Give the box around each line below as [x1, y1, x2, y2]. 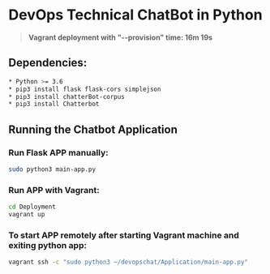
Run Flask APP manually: [8, 147, 109, 158]
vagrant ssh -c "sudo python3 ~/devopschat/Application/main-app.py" [8, 258, 249, 267]
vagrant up [8, 210, 45, 218]
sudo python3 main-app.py [8, 165, 96, 173]
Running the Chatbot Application [8, 122, 178, 136]
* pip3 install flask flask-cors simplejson [8, 85, 161, 93]
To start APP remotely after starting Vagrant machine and [8, 229, 239, 241]
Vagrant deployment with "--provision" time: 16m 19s [28, 32, 213, 42]
